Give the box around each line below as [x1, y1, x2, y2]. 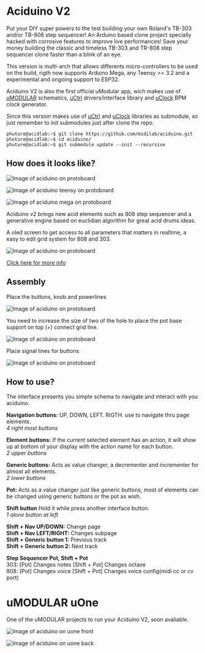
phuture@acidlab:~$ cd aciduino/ [6, 136, 92, 142]
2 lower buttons [6, 474, 46, 482]
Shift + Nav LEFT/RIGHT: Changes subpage [6, 530, 117, 537]
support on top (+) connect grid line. [6, 323, 99, 331]
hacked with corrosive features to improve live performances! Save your [6, 37, 188, 45]
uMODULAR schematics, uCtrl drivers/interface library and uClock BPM [6, 94, 187, 101]
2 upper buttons [6, 449, 47, 457]
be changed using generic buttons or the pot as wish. [6, 493, 141, 500]
